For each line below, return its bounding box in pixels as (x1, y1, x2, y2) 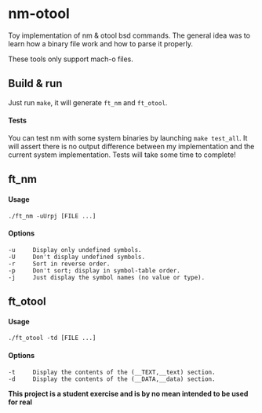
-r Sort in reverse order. (8, 260, 111, 268)
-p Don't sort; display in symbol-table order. (8, 266, 180, 275)
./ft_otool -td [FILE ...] (8, 334, 96, 342)
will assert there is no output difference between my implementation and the (8, 141, 255, 151)
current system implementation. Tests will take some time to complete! (8, 150, 237, 159)
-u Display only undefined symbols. (8, 246, 143, 254)
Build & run (8, 77, 63, 90)
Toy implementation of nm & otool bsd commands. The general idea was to (8, 31, 251, 40)
